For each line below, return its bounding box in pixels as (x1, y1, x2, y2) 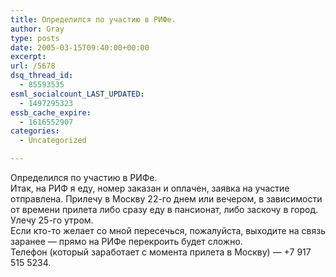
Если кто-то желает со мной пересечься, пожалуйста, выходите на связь (10, 225, 326, 236)
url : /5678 (10, 61, 56, 71)
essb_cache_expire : (10, 107, 92, 118)
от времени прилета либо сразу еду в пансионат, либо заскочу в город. (10, 204, 319, 215)
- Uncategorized (19, 136, 87, 146)
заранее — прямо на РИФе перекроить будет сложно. (10, 236, 243, 247)
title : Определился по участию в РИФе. (10, 14, 177, 25)
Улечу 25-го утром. (10, 214, 94, 226)
